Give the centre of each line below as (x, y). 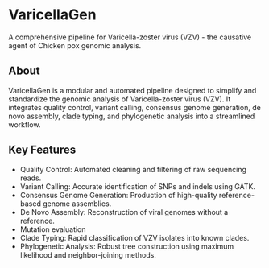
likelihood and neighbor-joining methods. (88, 254)
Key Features (42, 150)
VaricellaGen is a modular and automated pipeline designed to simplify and (132, 90)
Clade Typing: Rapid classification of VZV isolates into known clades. (134, 237)
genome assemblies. (77, 204)
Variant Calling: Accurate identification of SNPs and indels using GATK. (138, 186)
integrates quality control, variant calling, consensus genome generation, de (135, 107)
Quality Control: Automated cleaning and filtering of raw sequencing (133, 169)
